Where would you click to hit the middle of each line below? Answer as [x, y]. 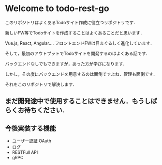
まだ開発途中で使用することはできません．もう [75, 101]
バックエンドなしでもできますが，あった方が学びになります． [66, 64]
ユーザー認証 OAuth [32, 141]
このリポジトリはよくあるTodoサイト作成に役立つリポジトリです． [71, 22]
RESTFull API [25, 152]
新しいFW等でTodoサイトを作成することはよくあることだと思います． [75, 33]
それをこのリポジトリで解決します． [41, 84]
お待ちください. [41, 110]
